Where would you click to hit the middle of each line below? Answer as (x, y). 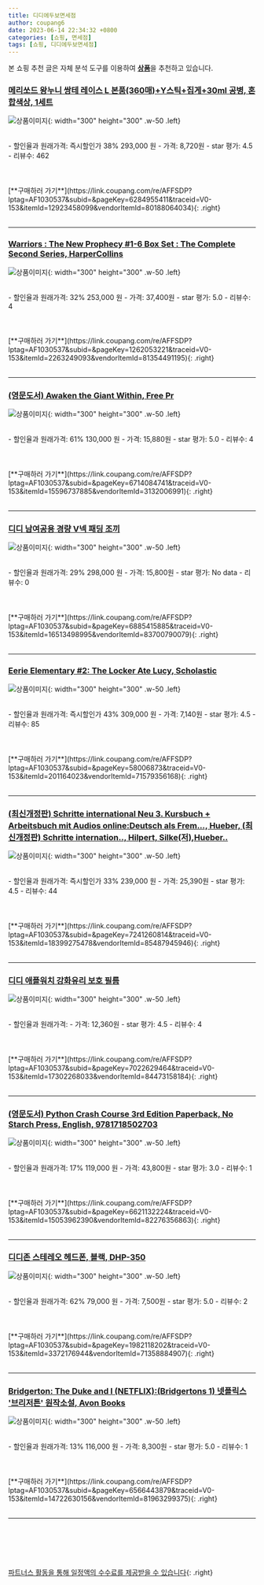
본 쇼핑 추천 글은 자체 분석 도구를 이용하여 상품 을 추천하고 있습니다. (111, 69)
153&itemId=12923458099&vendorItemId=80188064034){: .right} (115, 208)
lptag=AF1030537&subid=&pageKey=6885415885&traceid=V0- (111, 626)
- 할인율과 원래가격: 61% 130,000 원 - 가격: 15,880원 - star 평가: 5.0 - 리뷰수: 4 (131, 439)
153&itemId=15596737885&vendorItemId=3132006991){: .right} (111, 491)
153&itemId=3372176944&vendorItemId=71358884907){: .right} (111, 1353)
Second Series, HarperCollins (66, 254)
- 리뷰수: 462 (29, 156)
